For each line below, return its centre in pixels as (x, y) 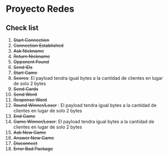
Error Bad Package (33, 149)
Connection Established (38, 46)
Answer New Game (34, 138)
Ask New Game (30, 132)
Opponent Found (31, 62)
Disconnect (25, 143)
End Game (24, 116)
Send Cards (26, 89)
